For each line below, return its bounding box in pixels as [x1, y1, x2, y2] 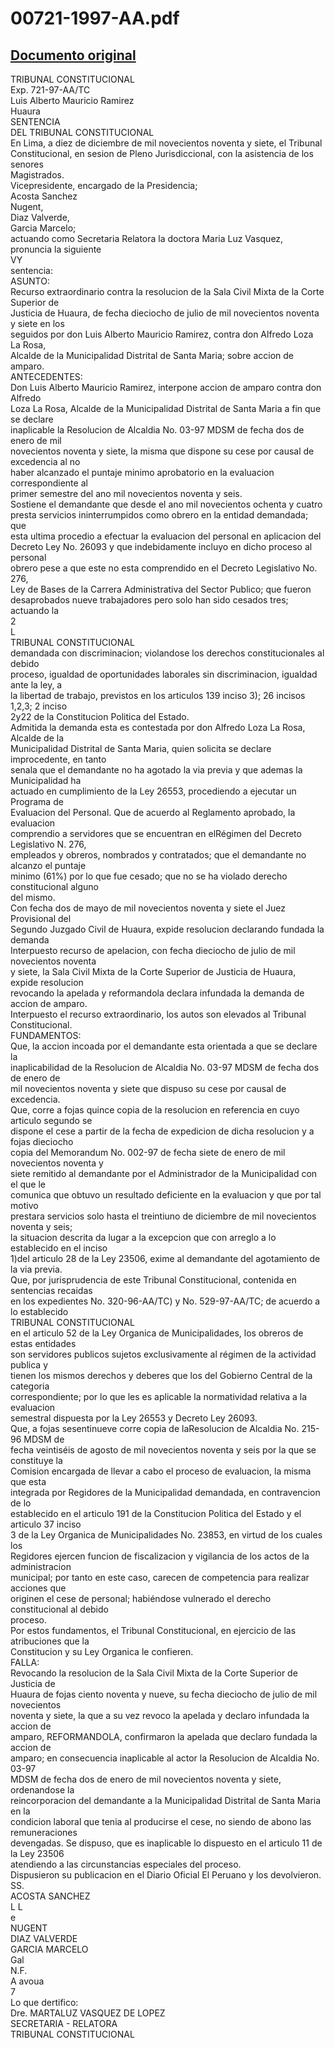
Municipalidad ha [10, 775, 82, 786]
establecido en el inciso [10, 1242, 108, 1254]
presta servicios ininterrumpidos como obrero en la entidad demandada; [10, 509, 309, 521]
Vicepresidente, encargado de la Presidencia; [10, 180, 198, 191]
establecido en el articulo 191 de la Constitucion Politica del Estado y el [10, 1508, 302, 1519]
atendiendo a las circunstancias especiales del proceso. [10, 1858, 242, 1870]
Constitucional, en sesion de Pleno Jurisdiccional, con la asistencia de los [10, 148, 314, 159]
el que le [10, 1178, 46, 1190]
